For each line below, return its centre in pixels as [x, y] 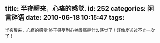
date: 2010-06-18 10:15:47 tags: [75, 17]
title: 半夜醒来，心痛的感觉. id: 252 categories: [76, 9]
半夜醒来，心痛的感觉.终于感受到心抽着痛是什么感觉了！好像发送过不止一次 [80, 30]
